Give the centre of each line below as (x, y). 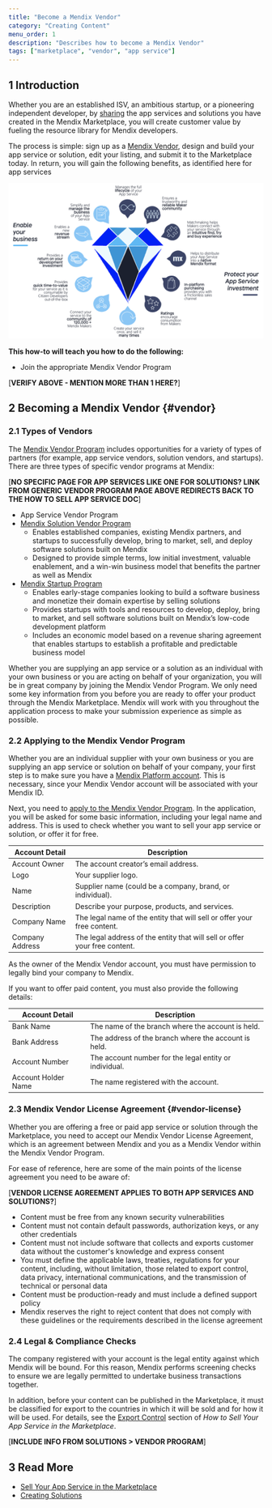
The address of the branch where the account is (170, 1038)
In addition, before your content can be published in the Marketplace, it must (136, 1400)
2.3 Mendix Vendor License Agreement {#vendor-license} (125, 1109)
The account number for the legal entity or (161, 1057)
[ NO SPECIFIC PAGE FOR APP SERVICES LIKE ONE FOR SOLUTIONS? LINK (134, 482)
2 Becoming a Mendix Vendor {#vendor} (112, 408)
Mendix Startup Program (61, 584)
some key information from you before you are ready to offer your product (132, 694)
